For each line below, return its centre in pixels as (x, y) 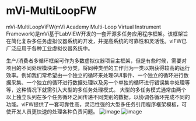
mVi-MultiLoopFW (52, 11)
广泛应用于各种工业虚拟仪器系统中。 (50, 48)
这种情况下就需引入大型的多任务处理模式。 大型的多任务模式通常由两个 (101, 90)
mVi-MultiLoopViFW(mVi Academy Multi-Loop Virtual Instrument (84, 27)
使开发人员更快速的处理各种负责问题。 (52, 111)
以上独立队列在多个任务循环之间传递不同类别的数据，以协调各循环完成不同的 (98, 97)
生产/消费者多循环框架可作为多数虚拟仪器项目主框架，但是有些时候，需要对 (97, 61)
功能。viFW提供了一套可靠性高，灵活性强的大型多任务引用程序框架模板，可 (97, 104)
